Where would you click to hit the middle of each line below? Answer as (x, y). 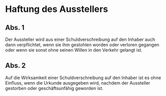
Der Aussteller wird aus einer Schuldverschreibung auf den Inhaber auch (80, 39)
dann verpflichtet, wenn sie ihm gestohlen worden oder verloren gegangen (82, 45)
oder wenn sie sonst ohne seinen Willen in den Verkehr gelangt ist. (74, 50)
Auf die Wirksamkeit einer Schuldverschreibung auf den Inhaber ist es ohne (83, 78)
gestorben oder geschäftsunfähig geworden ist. (54, 88)
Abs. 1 (15, 28)
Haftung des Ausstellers (57, 9)
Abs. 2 (15, 66)
